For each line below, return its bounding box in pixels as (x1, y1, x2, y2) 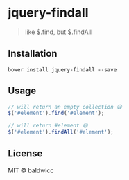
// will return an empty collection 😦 (8, 103, 122, 110)
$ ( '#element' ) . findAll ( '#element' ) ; (8, 129, 114, 136)
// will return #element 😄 (8, 123, 89, 129)
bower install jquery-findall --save (8, 66, 117, 73)
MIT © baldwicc (8, 166, 54, 174)
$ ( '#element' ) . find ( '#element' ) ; (8, 109, 105, 117)
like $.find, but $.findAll (24, 28, 92, 36)
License (8, 147, 43, 160)
